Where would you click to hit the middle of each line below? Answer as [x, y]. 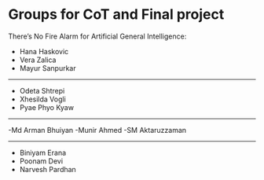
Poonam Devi [41, 161]
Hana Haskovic [44, 51]
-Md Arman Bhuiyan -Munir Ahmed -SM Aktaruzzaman [97, 130]
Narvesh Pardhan [48, 169]
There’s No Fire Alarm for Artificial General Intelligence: [97, 36]
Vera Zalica [38, 60]
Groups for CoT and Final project [116, 15]
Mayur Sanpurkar [48, 68]
